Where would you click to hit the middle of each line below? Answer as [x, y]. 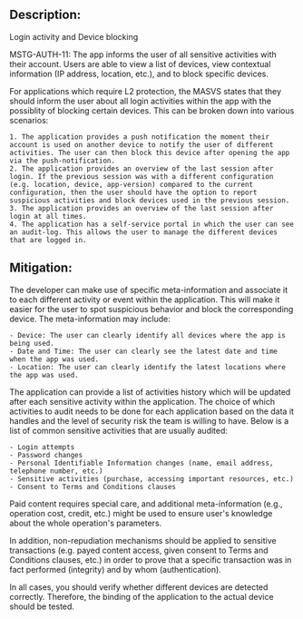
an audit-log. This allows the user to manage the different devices [144, 232]
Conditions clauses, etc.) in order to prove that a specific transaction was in [151, 560]
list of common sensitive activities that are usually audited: [119, 430]
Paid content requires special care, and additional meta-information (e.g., [146, 504]
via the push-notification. [63, 161]
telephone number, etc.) [56, 471]
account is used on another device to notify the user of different [142, 144]
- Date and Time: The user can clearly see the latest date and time [144, 351]
